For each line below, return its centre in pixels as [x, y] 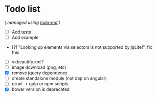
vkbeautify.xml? [28, 62]
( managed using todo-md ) [33, 22]
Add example [25, 37]
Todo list [22, 9]
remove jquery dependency [40, 73]
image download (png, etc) [39, 67]
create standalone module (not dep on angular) [59, 78]
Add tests [21, 32]
